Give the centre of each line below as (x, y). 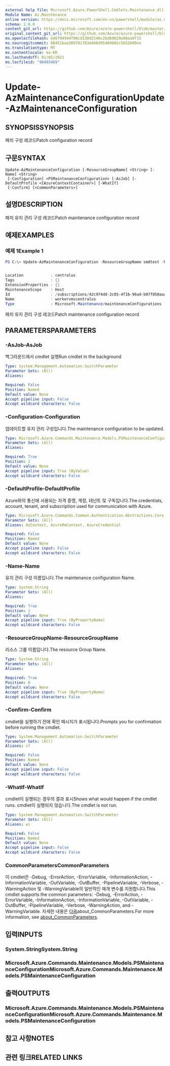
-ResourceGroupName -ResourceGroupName (62, 638)
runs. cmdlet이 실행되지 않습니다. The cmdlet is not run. (61, 805)
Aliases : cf (18, 746)
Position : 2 (18, 462)
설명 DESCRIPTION (34, 205)
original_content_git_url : (34, 34)
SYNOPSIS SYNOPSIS (40, 127)
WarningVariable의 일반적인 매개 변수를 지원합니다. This (100, 889)
